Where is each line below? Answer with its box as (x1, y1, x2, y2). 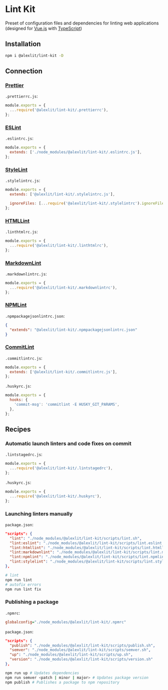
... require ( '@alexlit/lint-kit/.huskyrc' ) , (9, 494, 101, 499)
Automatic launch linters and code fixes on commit (5, 440, 131, 447)
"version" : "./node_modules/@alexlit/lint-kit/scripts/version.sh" (9, 657, 153, 662)
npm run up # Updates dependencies (5, 671, 79, 676)
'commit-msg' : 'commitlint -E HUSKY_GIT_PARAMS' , (14, 402, 120, 407)
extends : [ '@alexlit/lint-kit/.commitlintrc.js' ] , (9, 369, 117, 374)
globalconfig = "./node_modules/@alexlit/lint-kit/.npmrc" (5, 620, 126, 625)
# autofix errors (5, 582, 41, 587)
